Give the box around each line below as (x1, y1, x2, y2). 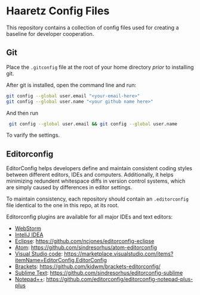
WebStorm (14, 225, 42, 232)
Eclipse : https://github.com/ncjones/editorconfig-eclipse (14, 238, 155, 245)
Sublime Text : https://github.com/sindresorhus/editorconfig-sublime (14, 269, 183, 276)
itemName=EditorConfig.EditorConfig (14, 257, 107, 264)
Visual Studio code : (14, 250, 63, 257)
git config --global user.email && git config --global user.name (8, 121, 178, 127)
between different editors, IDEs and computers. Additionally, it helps (6, 171, 174, 179)
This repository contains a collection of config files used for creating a (6, 24, 179, 31)
